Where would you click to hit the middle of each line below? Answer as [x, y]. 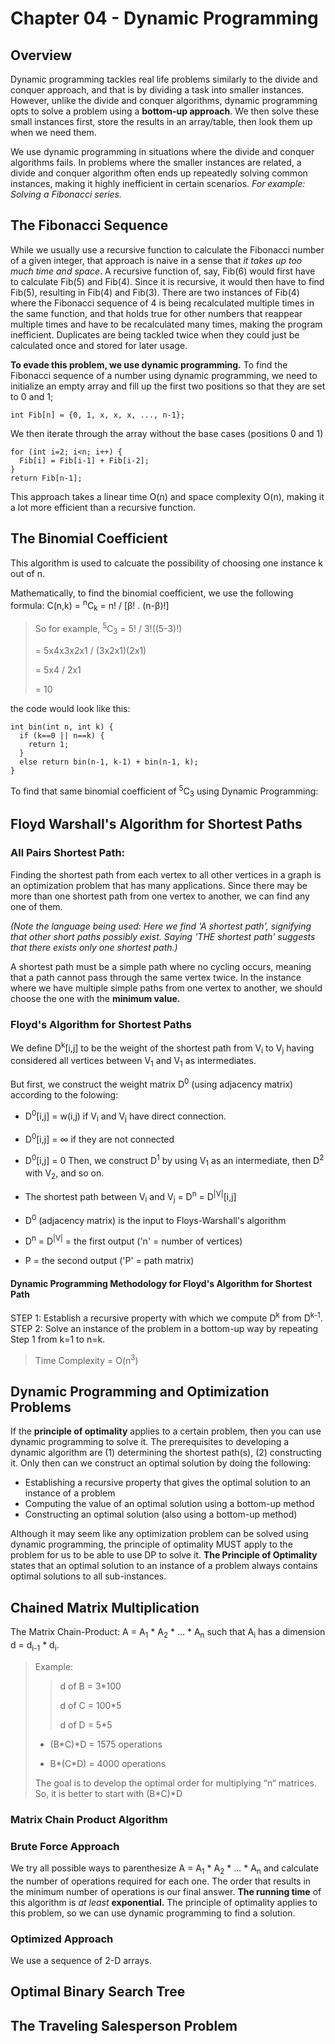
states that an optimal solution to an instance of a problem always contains [164, 1566]
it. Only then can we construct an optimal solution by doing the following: [161, 1463]
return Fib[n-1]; [46, 478]
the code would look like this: [70, 708]
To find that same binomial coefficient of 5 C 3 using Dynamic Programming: [164, 791]
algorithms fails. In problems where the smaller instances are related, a [156, 162]
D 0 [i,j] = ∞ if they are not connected [99, 1138]
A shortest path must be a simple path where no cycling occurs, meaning [161, 966]
